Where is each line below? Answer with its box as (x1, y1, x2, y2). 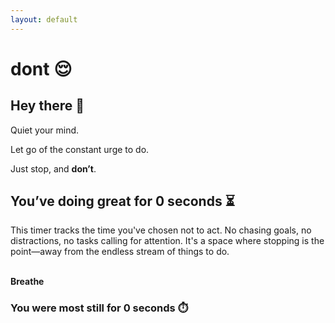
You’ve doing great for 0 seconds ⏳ (10, 193, 235, 210)
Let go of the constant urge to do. (10, 143, 150, 155)
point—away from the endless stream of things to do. (10, 246, 230, 258)
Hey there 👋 (10, 97, 85, 115)
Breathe (10, 276, 45, 288)
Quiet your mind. (10, 124, 80, 136)
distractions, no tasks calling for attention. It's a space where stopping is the (10, 235, 325, 247)
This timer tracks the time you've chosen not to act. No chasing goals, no (10, 224, 312, 236)
